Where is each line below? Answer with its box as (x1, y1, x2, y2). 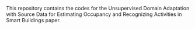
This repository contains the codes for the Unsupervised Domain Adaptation (6, 5, 190, 11)
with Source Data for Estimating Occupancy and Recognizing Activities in (6, 11, 182, 18)
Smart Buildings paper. (6, 17, 61, 23)
